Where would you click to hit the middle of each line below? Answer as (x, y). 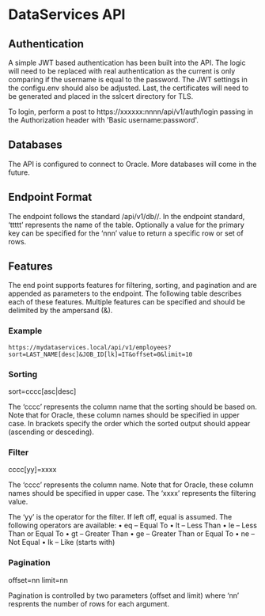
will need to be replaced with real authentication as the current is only (122, 71)
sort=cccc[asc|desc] (42, 391)
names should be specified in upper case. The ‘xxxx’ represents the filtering (132, 493)
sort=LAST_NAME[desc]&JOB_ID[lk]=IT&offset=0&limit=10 (100, 354)
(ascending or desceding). (51, 432)
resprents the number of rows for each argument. (89, 603)
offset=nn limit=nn (38, 580)
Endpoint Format (50, 197)
